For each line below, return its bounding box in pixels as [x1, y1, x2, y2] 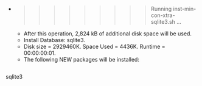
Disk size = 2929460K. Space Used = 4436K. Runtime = [23, 43, 165, 50]
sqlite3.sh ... [150, 18, 182, 25]
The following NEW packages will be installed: [23, 56, 139, 63]
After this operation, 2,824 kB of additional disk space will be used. [23, 30, 192, 37]
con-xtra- [150, 12, 175, 19]
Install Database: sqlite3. [23, 37, 86, 43]
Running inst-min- [150, 5, 197, 12]
